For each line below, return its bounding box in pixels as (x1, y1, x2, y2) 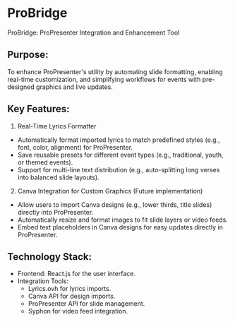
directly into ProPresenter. (17, 208, 94, 216)
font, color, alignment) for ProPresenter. (17, 143, 133, 151)
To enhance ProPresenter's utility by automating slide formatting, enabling (7, 67, 224, 76)
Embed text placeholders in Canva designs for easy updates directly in (17, 222, 224, 231)
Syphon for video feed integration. (28, 307, 128, 316)
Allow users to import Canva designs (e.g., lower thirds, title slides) (17, 200, 212, 209)
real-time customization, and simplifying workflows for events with (7, 75, 201, 83)
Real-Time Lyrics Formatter (17, 121, 97, 130)
